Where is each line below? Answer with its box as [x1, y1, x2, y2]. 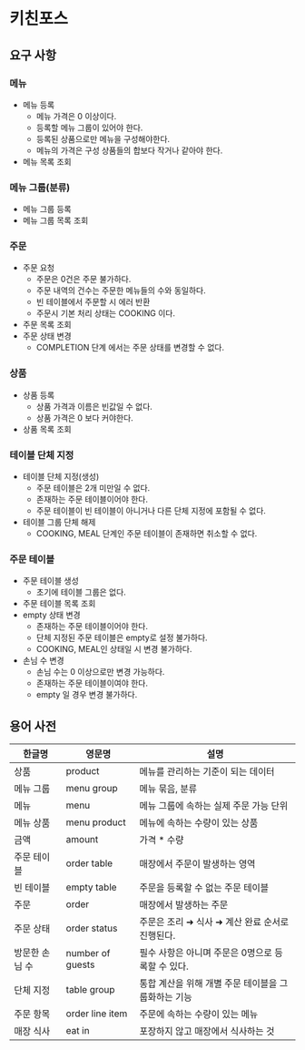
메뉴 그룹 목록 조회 [22, 215, 89, 226]
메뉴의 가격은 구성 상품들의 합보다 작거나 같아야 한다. [35, 145, 223, 156]
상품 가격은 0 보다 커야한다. [35, 412, 133, 423]
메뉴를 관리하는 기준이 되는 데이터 [139, 766, 275, 779]
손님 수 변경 [22, 655, 65, 666]
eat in [65, 1025, 90, 1037]
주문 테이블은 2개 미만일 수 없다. [35, 483, 151, 494]
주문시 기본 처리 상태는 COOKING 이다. [35, 308, 175, 319]
